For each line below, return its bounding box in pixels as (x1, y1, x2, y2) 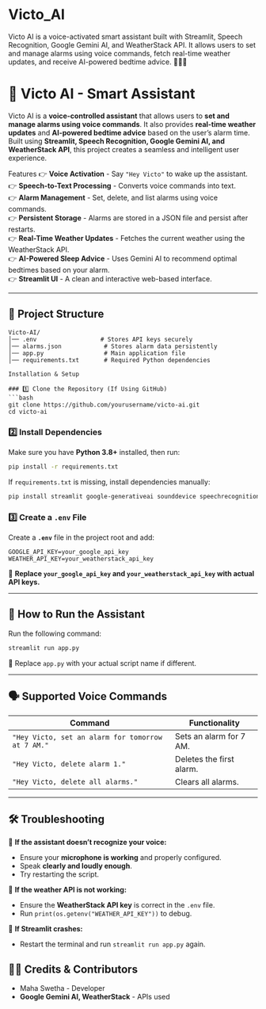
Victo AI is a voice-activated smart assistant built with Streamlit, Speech (8, 32, 243, 41)
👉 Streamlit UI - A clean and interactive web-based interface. (8, 273, 212, 283)
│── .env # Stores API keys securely (8, 335, 193, 343)
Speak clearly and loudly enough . (19, 862, 132, 871)
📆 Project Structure (8, 308, 104, 321)
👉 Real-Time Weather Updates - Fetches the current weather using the (8, 233, 245, 243)
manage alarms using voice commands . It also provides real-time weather (8, 119, 256, 128)
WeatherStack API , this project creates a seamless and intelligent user (8, 144, 240, 154)
